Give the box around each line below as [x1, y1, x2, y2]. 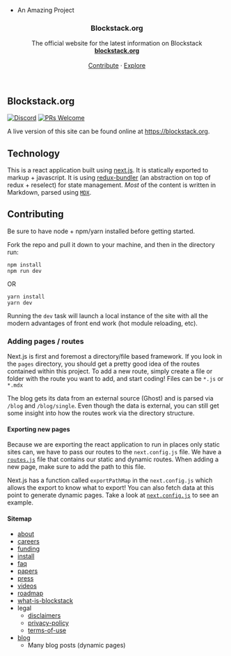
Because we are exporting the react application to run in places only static [7, 440, 221, 449]
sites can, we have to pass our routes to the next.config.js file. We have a [7, 448, 222, 456]
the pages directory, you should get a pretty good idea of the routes [7, 359, 200, 368]
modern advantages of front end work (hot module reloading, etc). [7, 319, 198, 327]
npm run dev [7, 267, 42, 274]
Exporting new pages [7, 425, 71, 433]
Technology [7, 147, 61, 159]
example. [7, 498, 33, 507]
